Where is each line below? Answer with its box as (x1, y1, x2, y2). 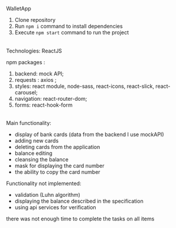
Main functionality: (6, 120, 51, 127)
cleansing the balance (14, 156, 69, 163)
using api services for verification (14, 204, 96, 211)
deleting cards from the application (14, 144, 100, 151)
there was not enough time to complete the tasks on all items (6, 215, 155, 223)
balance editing (14, 150, 53, 157)
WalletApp (6, 5, 31, 12)
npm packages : (6, 58, 45, 65)
